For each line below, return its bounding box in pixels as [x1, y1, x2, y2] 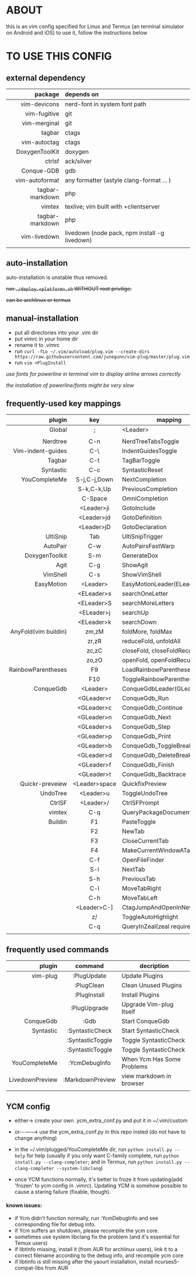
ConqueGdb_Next [121, 713, 171, 722]
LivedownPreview [9, 1076, 58, 1084]
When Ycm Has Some [121, 1055, 181, 1063]
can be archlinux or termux [6, 296, 71, 303]
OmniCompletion [121, 495, 169, 503]
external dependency [6, 73, 86, 83]
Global [49, 425, 67, 434]
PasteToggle [121, 818, 156, 826]
